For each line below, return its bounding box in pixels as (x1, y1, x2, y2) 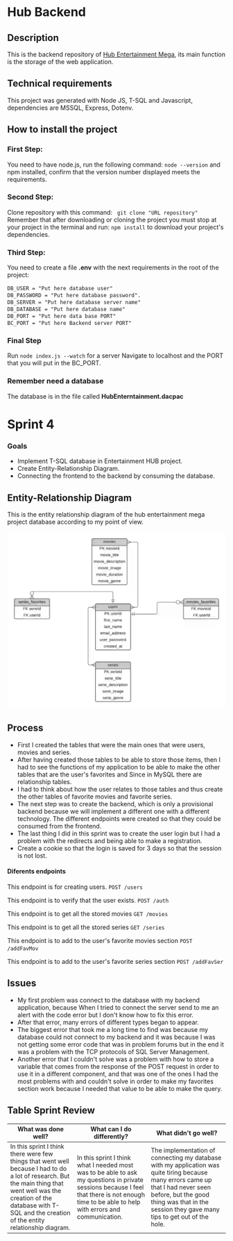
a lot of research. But (10, 1172, 70, 1181)
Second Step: (7, 192, 54, 202)
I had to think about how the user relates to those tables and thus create (17, 785, 223, 793)
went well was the (10, 1187, 62, 1195)
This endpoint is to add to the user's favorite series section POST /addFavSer (7, 958, 224, 966)
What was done (17, 1125, 64, 1133)
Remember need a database (7, 376, 104, 386)
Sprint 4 (7, 416, 55, 432)
